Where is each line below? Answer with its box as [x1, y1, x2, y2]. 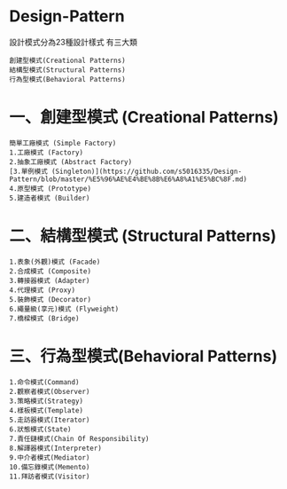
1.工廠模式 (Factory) [9, 148, 84, 157]
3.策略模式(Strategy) [9, 397, 84, 406]
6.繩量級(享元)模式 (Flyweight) [9, 304, 120, 313]
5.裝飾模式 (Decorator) [9, 295, 91, 304]
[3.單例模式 [9, 167, 49, 176]
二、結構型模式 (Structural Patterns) [9, 226, 277, 246]
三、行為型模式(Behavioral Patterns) [9, 346, 277, 366]
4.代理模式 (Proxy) [9, 286, 76, 295]
